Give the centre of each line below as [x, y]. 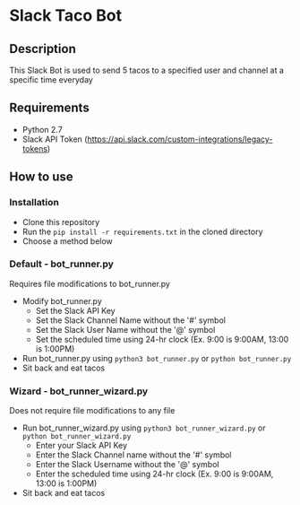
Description [43, 49]
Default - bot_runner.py [62, 264]
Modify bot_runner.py [62, 300]
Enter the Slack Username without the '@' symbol [127, 465]
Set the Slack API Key [75, 310]
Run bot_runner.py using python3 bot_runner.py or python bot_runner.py [157, 358]
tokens [34, 148]
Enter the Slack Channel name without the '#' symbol [133, 455]
